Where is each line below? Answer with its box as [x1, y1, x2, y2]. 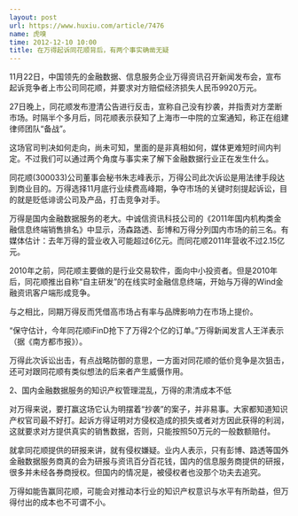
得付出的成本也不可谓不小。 [9, 497, 111, 508]
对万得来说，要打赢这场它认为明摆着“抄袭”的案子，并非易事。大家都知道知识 [9, 404, 288, 415]
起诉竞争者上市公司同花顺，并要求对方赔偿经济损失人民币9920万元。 [9, 82, 262, 93]
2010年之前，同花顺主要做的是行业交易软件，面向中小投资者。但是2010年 [9, 265, 278, 276]
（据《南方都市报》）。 [9, 336, 87, 347]
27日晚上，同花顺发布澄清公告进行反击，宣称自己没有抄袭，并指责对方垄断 [9, 101, 283, 112]
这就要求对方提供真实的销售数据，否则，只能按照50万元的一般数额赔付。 [9, 426, 276, 437]
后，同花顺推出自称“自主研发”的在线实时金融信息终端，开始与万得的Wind [9, 277, 277, 287]
